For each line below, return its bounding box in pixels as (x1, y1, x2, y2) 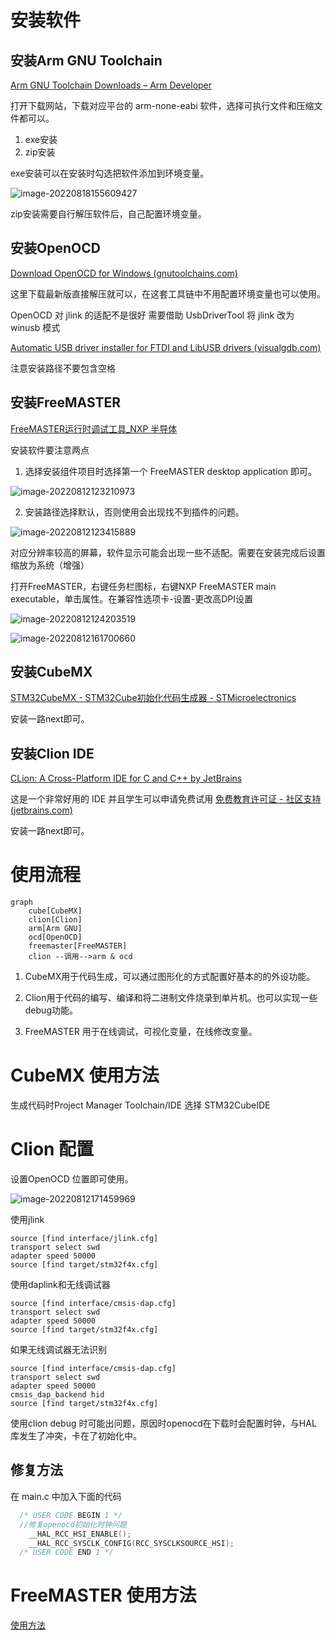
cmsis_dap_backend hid (10, 1390, 105, 1400)
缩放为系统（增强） (10, 559, 90, 571)
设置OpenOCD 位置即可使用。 (10, 1173, 134, 1185)
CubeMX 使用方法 (10, 1064, 160, 1087)
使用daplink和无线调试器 (10, 1279, 111, 1291)
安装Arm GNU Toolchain (10, 52, 163, 69)
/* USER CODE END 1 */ (19, 1547, 114, 1558)
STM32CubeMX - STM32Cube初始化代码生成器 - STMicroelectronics (10, 692, 297, 704)
